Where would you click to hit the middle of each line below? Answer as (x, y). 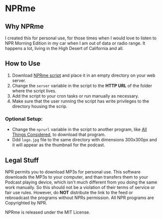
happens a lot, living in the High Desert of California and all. (64, 48)
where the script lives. (34, 91)
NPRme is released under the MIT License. (48, 212)
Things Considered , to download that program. (59, 135)
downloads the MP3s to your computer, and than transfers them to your (77, 177)
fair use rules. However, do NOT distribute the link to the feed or (69, 192)
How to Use (23, 64)
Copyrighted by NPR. (26, 202)
